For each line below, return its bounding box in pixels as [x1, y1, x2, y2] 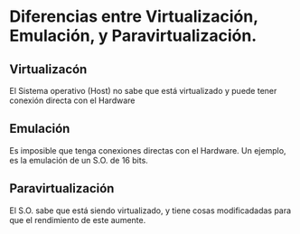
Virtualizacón [9, 61, 88, 77]
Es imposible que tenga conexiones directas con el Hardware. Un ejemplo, [9, 145, 286, 155]
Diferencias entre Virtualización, [9, 6, 258, 27]
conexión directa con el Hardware [9, 95, 136, 106]
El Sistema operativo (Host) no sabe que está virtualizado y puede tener [9, 86, 277, 96]
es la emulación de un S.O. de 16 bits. [9, 154, 149, 165]
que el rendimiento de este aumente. [9, 214, 146, 225]
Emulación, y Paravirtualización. [9, 25, 258, 46]
